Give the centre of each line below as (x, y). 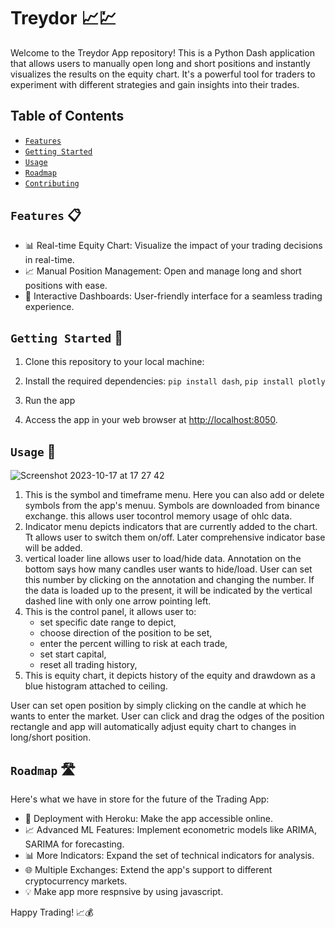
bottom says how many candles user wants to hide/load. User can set (168, 569)
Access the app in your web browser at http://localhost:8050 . (151, 420)
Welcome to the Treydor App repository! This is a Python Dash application (162, 52)
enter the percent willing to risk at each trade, (133, 644)
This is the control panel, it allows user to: (110, 612)
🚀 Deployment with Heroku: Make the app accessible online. (148, 818)
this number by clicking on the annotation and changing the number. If (169, 580)
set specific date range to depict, (108, 622)
